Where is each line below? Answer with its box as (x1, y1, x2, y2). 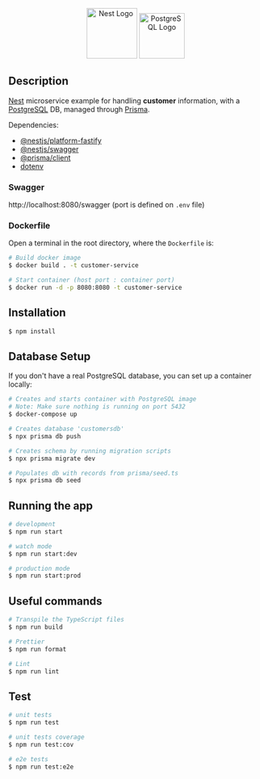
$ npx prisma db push (8, 432, 82, 440)
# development (8, 521, 57, 529)
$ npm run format (8, 645, 67, 653)
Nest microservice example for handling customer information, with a (8, 95, 241, 105)
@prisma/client (19, 153, 71, 162)
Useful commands (8, 594, 103, 608)
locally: (8, 379, 32, 389)
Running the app (8, 499, 93, 513)
